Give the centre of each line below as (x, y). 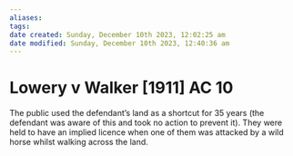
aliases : (26, 18)
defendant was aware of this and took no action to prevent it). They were (146, 122)
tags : (20, 26)
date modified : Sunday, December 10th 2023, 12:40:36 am (120, 43)
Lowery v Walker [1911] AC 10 (121, 88)
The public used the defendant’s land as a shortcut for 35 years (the (137, 113)
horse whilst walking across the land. (79, 142)
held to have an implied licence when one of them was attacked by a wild (146, 132)
